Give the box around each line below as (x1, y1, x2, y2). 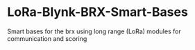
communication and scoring (7, 34, 87, 42)
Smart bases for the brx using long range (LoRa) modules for (7, 27, 182, 35)
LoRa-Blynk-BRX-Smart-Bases (7, 4, 189, 20)
